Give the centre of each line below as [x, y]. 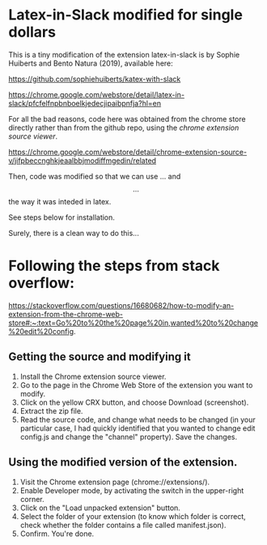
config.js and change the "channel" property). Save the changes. [128, 436]
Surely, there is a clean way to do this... [74, 233]
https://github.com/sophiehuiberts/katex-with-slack [95, 79]
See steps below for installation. [62, 217]
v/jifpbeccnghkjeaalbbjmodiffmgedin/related [82, 161]
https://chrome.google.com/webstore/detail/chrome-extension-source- [128, 152]
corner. [32, 499]
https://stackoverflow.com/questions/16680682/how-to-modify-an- [121, 305]
